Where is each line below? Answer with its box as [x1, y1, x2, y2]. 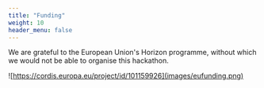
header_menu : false [8, 26, 73, 34]
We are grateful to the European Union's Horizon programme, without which [8, 48, 257, 57]
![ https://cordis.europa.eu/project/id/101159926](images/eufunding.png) [8, 71, 244, 81]
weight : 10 [8, 19, 44, 27]
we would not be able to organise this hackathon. [8, 56, 169, 65]
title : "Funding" [8, 11, 66, 20]
